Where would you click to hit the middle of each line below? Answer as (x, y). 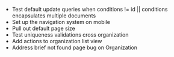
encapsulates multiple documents (54, 16)
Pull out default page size (43, 28)
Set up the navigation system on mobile (61, 22)
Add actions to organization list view (57, 41)
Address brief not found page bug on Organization (74, 47)
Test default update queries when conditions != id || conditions (90, 9)
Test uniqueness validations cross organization (70, 35)
